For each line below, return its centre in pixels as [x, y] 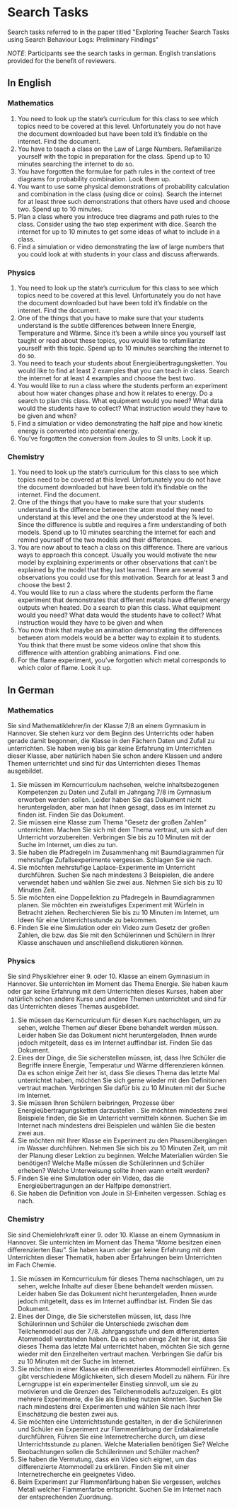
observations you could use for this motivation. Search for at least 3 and [123, 577]
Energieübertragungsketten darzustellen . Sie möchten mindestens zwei [122, 1111]
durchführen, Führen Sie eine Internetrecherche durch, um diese [111, 1436]
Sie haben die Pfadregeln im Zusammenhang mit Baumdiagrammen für [121, 852]
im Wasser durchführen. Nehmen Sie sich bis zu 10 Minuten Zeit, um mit [122, 1148]
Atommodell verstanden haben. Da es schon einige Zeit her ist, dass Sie [122, 1339]
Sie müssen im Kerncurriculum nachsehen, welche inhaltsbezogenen [118, 784]
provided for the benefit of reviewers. [62, 60]
